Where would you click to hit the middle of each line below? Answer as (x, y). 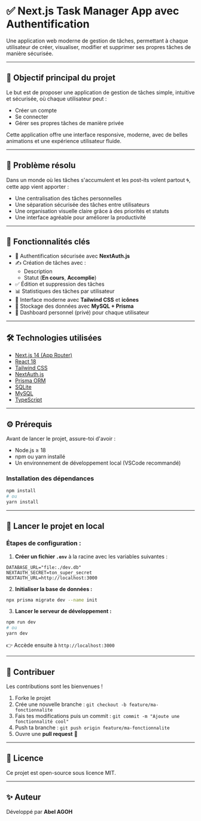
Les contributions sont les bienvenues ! (54, 686)
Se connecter (31, 116)
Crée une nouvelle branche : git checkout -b (71, 704)
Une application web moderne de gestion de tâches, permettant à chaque (97, 41)
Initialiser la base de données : (54, 589)
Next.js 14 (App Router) (44, 355)
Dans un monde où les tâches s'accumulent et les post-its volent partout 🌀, (98, 180)
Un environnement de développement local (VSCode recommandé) (98, 463)
